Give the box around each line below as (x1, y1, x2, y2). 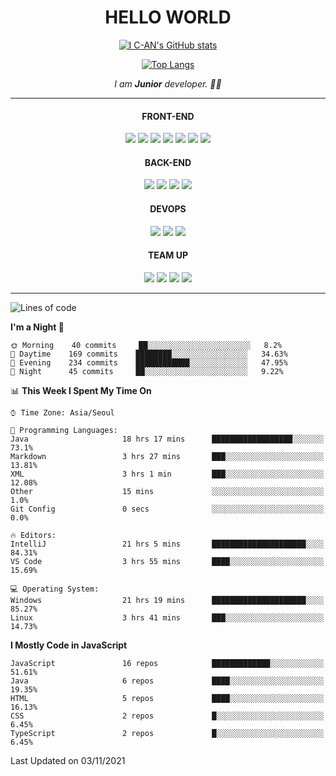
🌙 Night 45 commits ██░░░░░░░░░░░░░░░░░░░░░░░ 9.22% (10, 366, 284, 376)
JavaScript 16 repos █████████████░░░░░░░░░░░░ (10, 658, 325, 668)
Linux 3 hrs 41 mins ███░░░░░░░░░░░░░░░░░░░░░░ (10, 612, 325, 623)
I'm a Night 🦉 (10, 321, 65, 333)
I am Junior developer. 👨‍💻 (114, 77, 222, 90)
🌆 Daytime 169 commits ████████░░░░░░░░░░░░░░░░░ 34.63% (10, 349, 288, 359)
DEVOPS (149, 202, 187, 215)
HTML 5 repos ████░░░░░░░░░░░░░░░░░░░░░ (10, 693, 325, 703)
